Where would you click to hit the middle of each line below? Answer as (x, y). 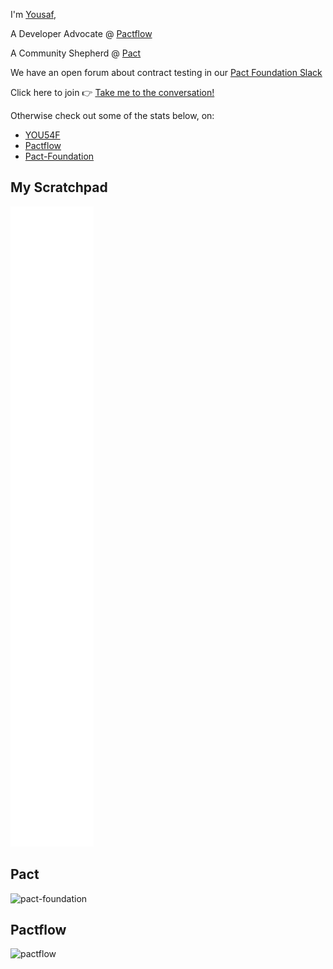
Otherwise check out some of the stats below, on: (112, 115)
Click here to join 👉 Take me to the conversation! (112, 92)
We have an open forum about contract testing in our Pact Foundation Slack (166, 72)
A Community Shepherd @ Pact (76, 53)
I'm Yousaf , (33, 14)
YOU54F (42, 135)
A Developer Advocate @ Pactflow (81, 33)
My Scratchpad (59, 187)
